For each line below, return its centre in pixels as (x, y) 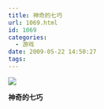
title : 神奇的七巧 (35, 15)
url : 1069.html (33, 23)
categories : (28, 37)
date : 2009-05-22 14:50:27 (52, 52)
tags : (17, 60)
